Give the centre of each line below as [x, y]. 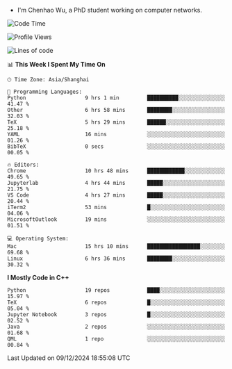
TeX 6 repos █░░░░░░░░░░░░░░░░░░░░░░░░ [116, 302]
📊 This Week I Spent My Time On [56, 64]
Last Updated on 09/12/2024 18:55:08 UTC [69, 358]
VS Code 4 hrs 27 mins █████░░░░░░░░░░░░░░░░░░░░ [116, 195]
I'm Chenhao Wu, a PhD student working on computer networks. [110, 10]
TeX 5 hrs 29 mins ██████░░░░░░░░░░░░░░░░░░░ [116, 122]
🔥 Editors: [23, 165]
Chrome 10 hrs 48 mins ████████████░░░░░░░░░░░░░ [116, 171]
